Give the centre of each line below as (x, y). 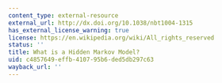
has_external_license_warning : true (69, 30)
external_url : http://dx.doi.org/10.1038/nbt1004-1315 (101, 23)
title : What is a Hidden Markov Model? (74, 52)
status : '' (26, 45)
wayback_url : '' (35, 67)
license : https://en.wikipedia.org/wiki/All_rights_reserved (111, 38)
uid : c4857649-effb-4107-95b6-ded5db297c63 (81, 60)
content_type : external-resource (63, 15)
